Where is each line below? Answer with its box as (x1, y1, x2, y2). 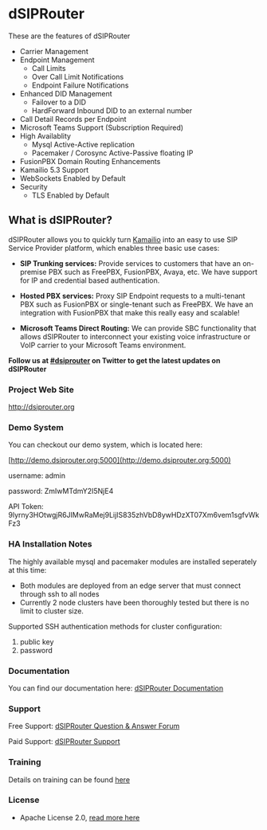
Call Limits (31, 63, 66, 72)
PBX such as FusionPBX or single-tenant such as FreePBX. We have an (19, 300, 253, 309)
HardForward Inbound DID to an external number (31, 105, 193, 115)
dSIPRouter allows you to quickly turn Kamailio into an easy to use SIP (8, 234, 238, 244)
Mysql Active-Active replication (31, 139, 135, 149)
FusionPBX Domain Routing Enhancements (19, 156, 161, 166)
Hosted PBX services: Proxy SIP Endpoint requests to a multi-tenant (19, 291, 245, 300)
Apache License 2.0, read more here (19, 812, 140, 822)
